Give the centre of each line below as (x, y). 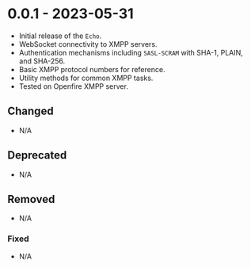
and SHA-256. (42, 61)
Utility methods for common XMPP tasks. (86, 78)
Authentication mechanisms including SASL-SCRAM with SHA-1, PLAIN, (131, 52)
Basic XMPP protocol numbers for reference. (92, 69)
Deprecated (37, 155)
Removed (31, 199)
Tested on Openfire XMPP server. (73, 86)
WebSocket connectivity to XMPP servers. (88, 44)
